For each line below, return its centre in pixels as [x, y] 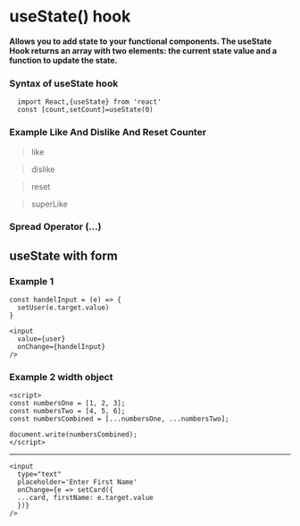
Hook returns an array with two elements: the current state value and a [143, 50]
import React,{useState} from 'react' [90, 102]
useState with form [64, 255]
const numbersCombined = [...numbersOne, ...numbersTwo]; [119, 419]
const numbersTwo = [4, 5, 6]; [67, 411]
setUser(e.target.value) [63, 308]
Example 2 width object [61, 378]
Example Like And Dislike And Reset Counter [108, 132]
